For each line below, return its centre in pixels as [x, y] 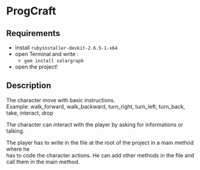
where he [18, 149]
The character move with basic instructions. [61, 100]
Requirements [33, 33]
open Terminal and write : [47, 54]
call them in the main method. [43, 162]
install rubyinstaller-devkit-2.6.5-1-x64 [66, 47]
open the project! [36, 67]
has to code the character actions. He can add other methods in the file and [100, 155]
